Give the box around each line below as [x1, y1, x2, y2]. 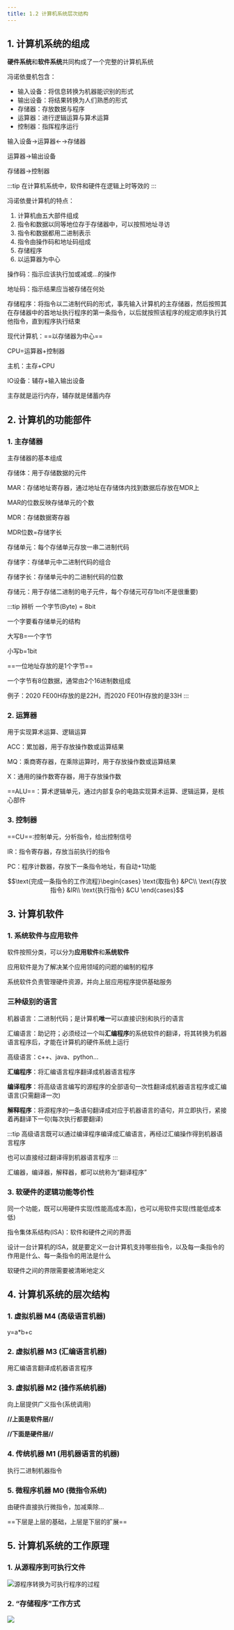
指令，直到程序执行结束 [13, 317, 81, 326]
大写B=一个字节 [7, 632, 52, 640]
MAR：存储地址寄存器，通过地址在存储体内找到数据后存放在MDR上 [7, 484, 200, 492]
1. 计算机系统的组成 [7, 38, 90, 50]
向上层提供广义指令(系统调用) [7, 1400, 92, 1408]
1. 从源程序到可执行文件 [7, 1563, 86, 1573]
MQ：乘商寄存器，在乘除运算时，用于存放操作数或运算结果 [7, 758, 176, 766]
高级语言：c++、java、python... [7, 1053, 99, 1061]
